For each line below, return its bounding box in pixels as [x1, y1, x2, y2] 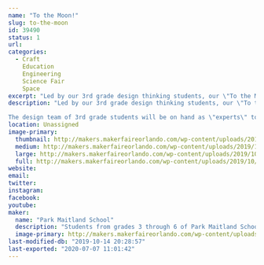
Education [22, 63, 55, 71]
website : [8, 164, 37, 173]
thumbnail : [15, 135, 51, 143]
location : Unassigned [8, 121, 79, 129]
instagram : [8, 186, 44, 194]
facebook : [8, 193, 41, 201]
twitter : [8, 179, 37, 187]
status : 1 [8, 33, 41, 42]
